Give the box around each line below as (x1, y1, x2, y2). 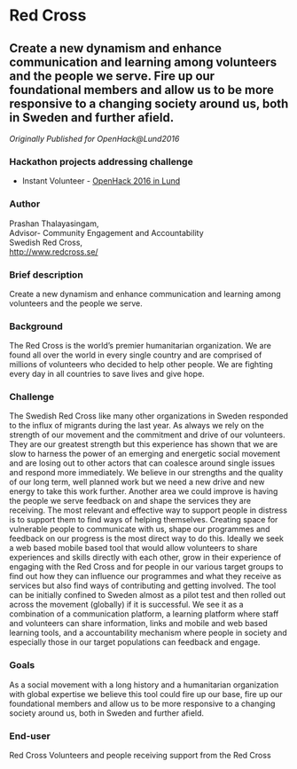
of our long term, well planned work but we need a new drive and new (9, 476, 265, 488)
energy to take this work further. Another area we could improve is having (9, 486, 278, 497)
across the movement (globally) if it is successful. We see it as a (9, 600, 244, 610)
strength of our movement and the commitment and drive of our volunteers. (9, 429, 285, 440)
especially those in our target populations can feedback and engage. (9, 637, 261, 647)
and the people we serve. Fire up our (9, 68, 215, 83)
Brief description (9, 268, 84, 280)
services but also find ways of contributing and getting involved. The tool (9, 580, 277, 591)
